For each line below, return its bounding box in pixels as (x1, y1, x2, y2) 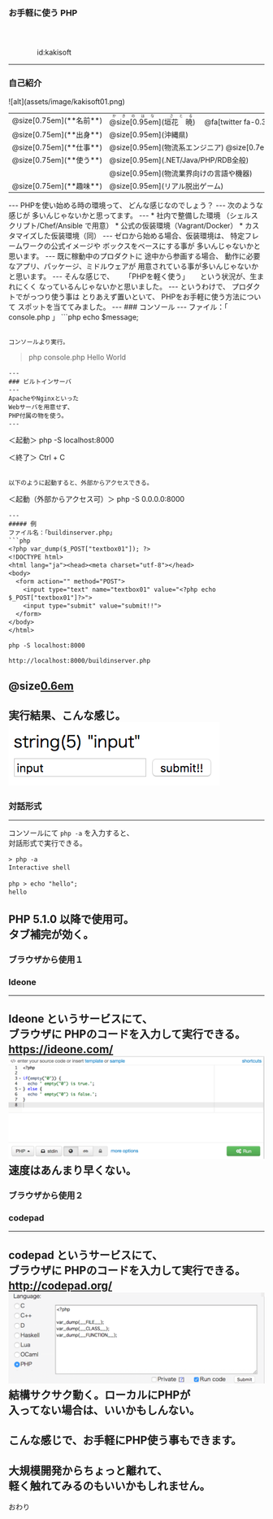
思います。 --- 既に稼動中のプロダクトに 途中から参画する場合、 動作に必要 (8, 251, 261, 261)
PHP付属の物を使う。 (8, 412, 67, 420)
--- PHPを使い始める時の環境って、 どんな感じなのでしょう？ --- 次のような (8, 201, 264, 211)
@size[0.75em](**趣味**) (11, 181, 103, 190)
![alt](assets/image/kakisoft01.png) (8, 96, 126, 107)
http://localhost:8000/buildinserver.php (8, 657, 151, 665)
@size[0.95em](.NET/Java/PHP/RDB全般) (109, 155, 249, 165)
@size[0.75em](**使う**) (11, 155, 103, 165)
